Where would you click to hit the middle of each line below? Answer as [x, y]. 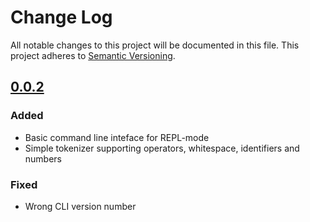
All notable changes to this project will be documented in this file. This [155, 45]
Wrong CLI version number [80, 206]
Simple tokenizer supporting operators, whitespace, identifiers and [162, 148]
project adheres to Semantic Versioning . [93, 55]
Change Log [61, 17]
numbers [43, 158]
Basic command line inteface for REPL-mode [117, 137]
